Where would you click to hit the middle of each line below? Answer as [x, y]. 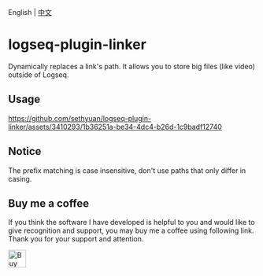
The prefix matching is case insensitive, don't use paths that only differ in [127, 170]
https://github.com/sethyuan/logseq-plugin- [80, 118]
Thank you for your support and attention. [76, 239]
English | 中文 [30, 12]
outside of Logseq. [39, 75]
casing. [20, 178]
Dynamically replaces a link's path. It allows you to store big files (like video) [132, 66]
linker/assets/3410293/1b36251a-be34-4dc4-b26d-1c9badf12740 [115, 127]
